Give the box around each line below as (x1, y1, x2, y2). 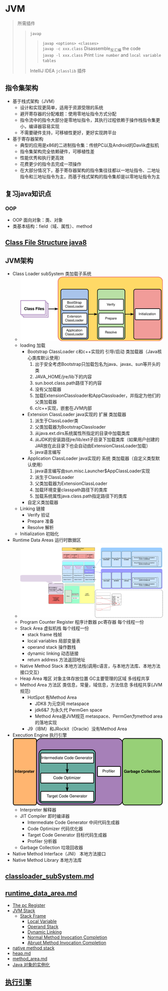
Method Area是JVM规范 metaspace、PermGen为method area (34, 713, 162, 719)
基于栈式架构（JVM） (12, 98, 57, 104)
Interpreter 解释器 (19, 807, 56, 813)
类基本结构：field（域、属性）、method (12, 223, 92, 229)
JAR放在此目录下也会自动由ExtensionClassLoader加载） (34, 443, 151, 449)
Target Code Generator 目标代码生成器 (27, 832, 107, 838)
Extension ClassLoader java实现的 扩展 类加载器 (27, 411, 126, 417)
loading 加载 (19, 342, 46, 348)
